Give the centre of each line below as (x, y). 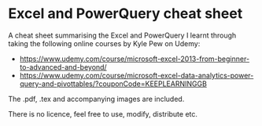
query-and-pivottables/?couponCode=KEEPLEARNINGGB (113, 84)
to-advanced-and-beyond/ (63, 67)
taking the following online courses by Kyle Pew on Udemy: (104, 43)
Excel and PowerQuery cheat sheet (125, 14)
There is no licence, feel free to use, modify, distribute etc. (103, 113)
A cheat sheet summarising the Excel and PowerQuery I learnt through (122, 35)
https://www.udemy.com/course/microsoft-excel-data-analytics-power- (137, 75)
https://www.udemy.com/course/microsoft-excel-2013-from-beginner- (135, 59)
